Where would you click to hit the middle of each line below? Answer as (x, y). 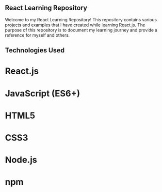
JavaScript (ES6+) (43, 93)
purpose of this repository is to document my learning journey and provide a (81, 30)
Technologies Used (35, 50)
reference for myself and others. (37, 35)
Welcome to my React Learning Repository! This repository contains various (81, 19)
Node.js (21, 160)
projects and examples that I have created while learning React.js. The (75, 25)
